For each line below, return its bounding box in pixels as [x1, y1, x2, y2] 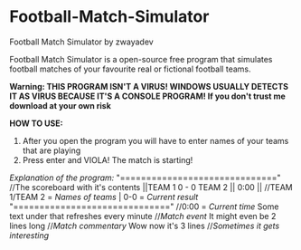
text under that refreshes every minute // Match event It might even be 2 [9, 210, 277, 221]
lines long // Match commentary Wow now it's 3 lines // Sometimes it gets [9, 220, 280, 231]
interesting [9, 229, 50, 241]
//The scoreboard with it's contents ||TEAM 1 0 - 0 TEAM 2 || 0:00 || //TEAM [9, 181, 293, 192]
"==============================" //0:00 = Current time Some [9, 201, 279, 212]
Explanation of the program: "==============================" [9, 172, 281, 183]
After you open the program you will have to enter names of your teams [22, 135, 289, 146]
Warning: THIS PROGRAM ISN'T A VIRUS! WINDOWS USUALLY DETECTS [9, 81, 289, 91]
